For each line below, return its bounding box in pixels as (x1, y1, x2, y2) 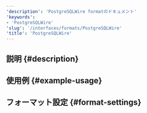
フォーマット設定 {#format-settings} (6, 98, 142, 108)
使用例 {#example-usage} (6, 75, 102, 85)
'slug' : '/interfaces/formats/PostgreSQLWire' (6, 25, 122, 31)
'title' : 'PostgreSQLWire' (6, 31, 72, 36)
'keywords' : (6, 14, 35, 20)
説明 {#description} (6, 54, 79, 64)
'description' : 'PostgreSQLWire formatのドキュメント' (6, 8, 137, 15)
